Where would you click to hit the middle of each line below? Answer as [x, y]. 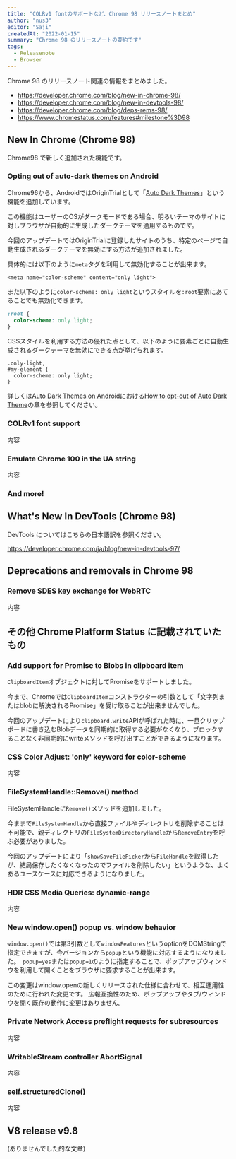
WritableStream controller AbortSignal [75, 1057]
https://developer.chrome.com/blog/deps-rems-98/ [92, 110]
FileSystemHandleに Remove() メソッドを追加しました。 [86, 808]
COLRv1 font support [44, 423]
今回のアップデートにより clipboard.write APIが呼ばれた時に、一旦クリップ [116, 721]
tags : [15, 47]
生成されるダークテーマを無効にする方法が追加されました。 [100, 249]
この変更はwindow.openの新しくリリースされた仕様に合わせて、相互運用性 [116, 985]
